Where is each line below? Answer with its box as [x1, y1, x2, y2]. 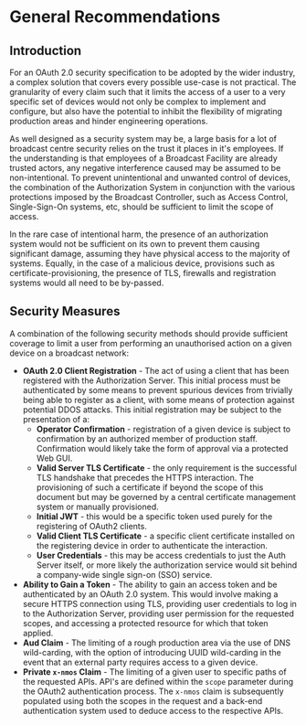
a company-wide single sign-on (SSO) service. [36, 569, 213, 580]
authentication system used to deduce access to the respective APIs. [22, 705, 284, 716]
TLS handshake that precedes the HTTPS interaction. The [36, 472, 254, 483]
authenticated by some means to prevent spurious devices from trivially [22, 384, 293, 395]
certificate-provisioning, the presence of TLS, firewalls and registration [9, 268, 277, 278]
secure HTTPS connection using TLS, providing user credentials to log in [22, 598, 297, 609]
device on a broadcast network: [9, 347, 130, 358]
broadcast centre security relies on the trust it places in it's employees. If [9, 144, 285, 154]
